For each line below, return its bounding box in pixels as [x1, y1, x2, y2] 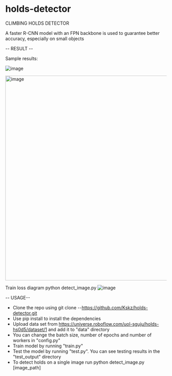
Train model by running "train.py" [12, 343, 83, 349]
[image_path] [12, 364, 41, 370]
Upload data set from [12, 321, 58, 327]
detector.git [12, 310, 37, 316]
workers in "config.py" [12, 337, 60, 343]
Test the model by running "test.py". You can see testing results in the [12, 348, 160, 354]
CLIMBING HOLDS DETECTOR [5, 20, 69, 26]
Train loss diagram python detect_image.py [5, 285, 97, 291]
